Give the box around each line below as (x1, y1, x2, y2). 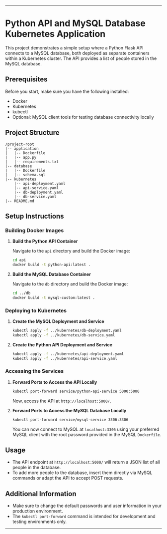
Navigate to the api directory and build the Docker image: (12, 248, 130, 254)
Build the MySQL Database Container (12, 271, 91, 277)
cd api (12, 258, 26, 263)
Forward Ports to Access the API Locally (12, 379, 97, 385)
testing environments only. (12, 519, 67, 525)
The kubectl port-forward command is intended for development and (12, 514, 156, 520)
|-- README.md (5, 198, 35, 204)
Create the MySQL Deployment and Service (12, 318, 104, 324)
